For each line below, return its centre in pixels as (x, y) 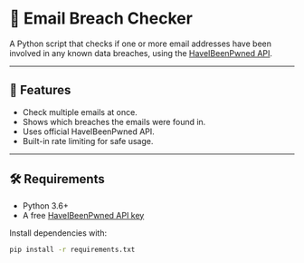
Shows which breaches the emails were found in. (114, 122)
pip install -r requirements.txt (72, 249)
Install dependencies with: (58, 233)
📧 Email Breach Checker (101, 19)
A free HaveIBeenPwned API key (83, 215)
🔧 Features (40, 90)
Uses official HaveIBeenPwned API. (89, 131)
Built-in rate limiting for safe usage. (88, 141)
